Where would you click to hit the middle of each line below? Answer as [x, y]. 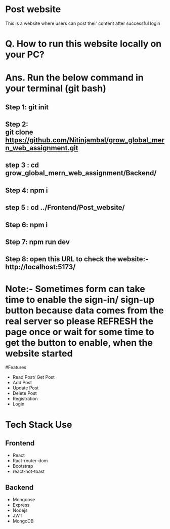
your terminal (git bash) [56, 88]
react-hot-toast [28, 471]
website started [39, 353]
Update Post [26, 388]
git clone [19, 132]
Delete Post [25, 393]
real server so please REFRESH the [79, 321]
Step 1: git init [27, 107]
